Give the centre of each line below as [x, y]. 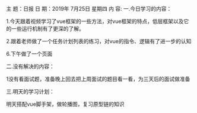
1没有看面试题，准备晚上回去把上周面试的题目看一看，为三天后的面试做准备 [98, 79]
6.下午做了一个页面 [29, 54]
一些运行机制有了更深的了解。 [47, 29]
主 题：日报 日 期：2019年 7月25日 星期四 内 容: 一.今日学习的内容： [89, 9]
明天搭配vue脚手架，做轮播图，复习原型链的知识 [65, 104]
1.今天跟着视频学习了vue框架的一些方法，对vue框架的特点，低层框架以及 [95, 21]
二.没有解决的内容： [31, 66]
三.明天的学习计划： [31, 91]
